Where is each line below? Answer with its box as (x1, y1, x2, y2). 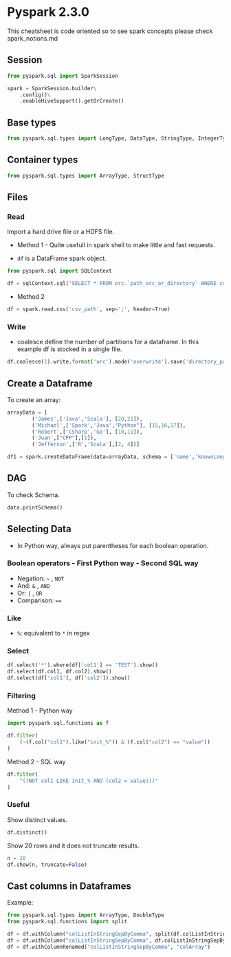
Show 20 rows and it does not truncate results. (7, 841, 140, 850)
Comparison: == (16, 596, 62, 604)
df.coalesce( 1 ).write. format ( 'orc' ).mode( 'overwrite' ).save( (7, 359, 186, 366)
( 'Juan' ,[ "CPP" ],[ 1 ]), (32, 434, 97, 441)
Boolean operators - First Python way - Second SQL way (7, 558, 199, 568)
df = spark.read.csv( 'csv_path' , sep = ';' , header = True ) (7, 306, 170, 313)
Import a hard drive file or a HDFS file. (7, 228, 115, 236)
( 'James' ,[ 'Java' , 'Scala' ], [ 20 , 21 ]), (32, 415, 143, 422)
